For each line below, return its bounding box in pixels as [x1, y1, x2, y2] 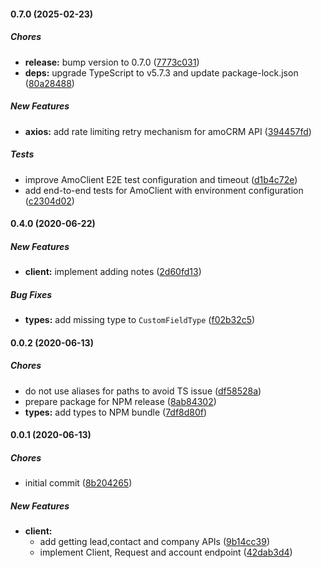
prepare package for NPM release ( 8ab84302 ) [24, 395, 217, 407]
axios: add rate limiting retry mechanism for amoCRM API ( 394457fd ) [24, 125, 312, 137]
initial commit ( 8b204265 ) [24, 477, 133, 489]
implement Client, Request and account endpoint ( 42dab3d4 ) [39, 546, 293, 559]
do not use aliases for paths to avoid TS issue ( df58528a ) [24, 385, 262, 397]
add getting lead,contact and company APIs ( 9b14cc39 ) [39, 536, 270, 548]
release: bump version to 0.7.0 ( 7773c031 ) [24, 56, 200, 68]
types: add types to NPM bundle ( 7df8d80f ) [24, 406, 208, 418]
